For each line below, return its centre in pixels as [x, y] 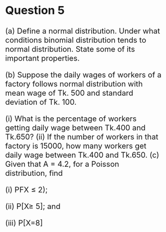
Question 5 [35, 10]
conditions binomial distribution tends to [76, 40]
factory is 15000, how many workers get [76, 146]
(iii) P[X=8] [24, 223]
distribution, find [34, 173]
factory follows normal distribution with [74, 84]
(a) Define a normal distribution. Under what [83, 31]
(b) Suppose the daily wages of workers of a [83, 75]
